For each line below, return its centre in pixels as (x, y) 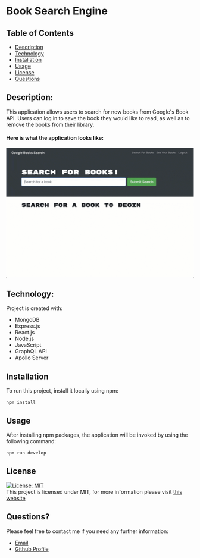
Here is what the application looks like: (55, 138)
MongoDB (27, 320)
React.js (25, 333)
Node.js (24, 339)
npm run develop (26, 453)
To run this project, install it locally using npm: (62, 391)
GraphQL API (31, 352)
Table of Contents (40, 33)
